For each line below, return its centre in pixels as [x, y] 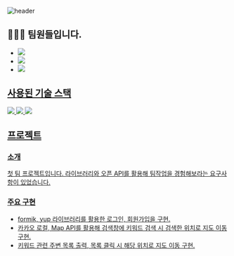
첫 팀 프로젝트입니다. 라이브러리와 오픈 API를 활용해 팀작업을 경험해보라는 [108, 174]
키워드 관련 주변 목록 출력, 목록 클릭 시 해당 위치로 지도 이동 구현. [106, 245]
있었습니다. [35, 182]
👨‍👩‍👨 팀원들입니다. [45, 35]
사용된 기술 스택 [39, 94]
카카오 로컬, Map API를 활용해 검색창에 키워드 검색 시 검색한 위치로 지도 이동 [122, 227]
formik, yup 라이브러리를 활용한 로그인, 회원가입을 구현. [94, 219]
